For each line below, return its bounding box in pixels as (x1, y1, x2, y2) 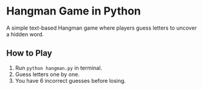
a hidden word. (6, 30, 44, 37)
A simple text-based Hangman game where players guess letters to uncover (6, 24, 198, 31)
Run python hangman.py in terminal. (15, 64, 102, 71)
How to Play (6, 48, 53, 59)
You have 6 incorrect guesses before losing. (15, 77, 126, 84)
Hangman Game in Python (6, 4, 141, 18)
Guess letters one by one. (15, 71, 80, 78)
